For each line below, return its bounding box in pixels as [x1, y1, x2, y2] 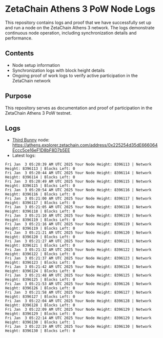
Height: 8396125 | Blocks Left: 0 [5, 277, 76, 282]
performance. [5, 35, 33, 41]
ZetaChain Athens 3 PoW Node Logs [5, 3, 156, 15]
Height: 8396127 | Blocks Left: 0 [5, 294, 76, 299]
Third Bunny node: [12, 137, 50, 143]
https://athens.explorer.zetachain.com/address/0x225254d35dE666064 [12, 142, 158, 148]
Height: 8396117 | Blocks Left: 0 [5, 200, 76, 205]
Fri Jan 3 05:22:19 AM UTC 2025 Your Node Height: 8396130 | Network [5, 324, 152, 329]
